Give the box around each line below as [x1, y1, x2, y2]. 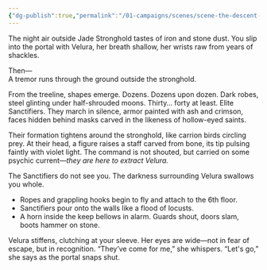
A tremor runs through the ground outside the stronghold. [8, 74, 197, 83]
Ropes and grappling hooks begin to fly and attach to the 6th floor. [19, 195, 238, 204]
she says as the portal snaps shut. [8, 252, 121, 262]
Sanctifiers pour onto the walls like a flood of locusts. [19, 203, 195, 213]
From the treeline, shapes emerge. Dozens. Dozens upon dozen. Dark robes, [8, 89, 259, 99]
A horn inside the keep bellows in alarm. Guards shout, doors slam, [19, 211, 240, 221]
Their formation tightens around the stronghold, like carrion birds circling [8, 130, 246, 140]
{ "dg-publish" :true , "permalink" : [8, 11, 119, 20]
